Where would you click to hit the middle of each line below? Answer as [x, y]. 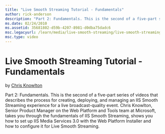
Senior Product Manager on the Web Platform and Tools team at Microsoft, [81, 110]
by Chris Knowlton [24, 85]
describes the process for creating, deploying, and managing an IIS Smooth [82, 100]
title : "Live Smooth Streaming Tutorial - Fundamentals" [65, 10]
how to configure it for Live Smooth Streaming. [52, 126]
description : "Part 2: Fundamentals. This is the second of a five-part [81, 19]
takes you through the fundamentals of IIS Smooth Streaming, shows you [79, 115]
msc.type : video [22, 37]
